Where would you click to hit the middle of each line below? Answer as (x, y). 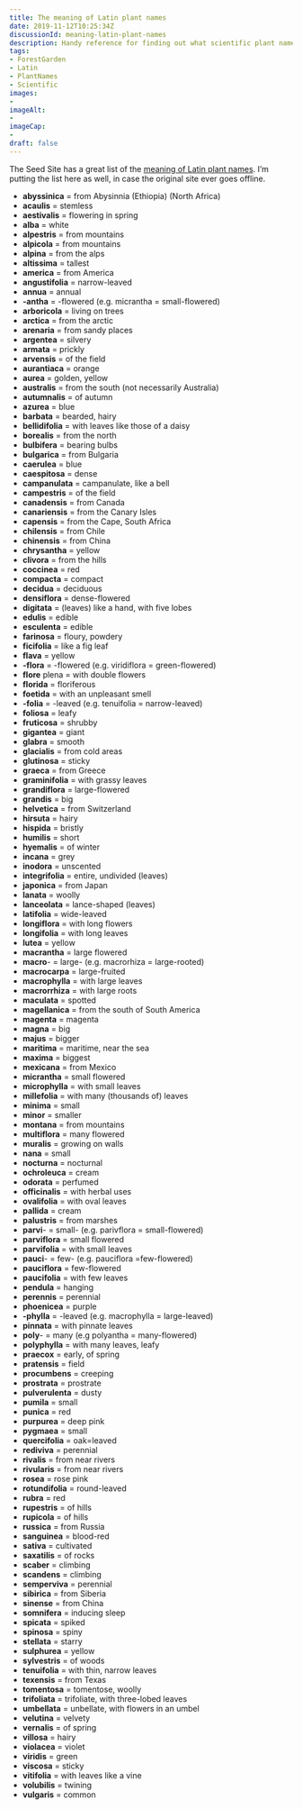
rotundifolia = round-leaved (75, 1488)
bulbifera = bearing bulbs (70, 445)
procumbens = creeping (68, 1373)
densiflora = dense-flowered (76, 598)
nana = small (46, 1153)
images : (24, 93)
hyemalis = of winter (61, 847)
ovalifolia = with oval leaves (75, 1201)
